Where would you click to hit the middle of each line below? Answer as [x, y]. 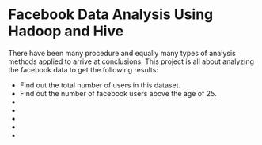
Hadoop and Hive [66, 31]
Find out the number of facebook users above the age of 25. [118, 93]
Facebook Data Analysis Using [111, 15]
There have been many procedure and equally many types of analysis [122, 53]
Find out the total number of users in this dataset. [100, 85]
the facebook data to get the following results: [83, 69]
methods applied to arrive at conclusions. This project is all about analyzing [131, 61]
